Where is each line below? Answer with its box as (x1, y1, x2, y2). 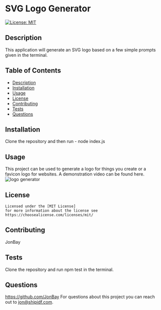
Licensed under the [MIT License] (5, 204, 76, 209)
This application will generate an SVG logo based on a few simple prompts (5, 46, 156, 52)
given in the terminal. (5, 52, 48, 58)
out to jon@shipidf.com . (5, 299, 54, 305)
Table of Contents (5, 66, 62, 75)
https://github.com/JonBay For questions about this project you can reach (5, 294, 155, 300)
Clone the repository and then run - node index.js (5, 138, 105, 144)
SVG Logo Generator (5, 3, 91, 14)
